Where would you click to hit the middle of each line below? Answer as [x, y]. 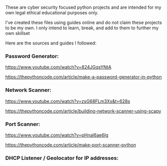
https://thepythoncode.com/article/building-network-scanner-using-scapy [83, 111]
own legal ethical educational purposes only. [52, 13]
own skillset [18, 33]
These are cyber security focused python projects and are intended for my [83, 7]
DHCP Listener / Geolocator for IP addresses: [62, 158]
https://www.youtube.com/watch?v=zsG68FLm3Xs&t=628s [68, 101]
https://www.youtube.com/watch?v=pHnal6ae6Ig [57, 135]
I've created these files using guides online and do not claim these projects [84, 23]
